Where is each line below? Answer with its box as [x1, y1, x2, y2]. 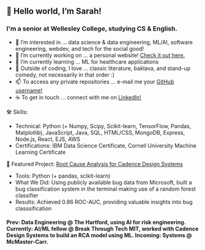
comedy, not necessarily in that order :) [15, 71, 115, 78]
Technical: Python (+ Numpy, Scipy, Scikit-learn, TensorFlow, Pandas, [15, 122, 192, 129]
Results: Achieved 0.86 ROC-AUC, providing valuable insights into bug [15, 198, 193, 205]
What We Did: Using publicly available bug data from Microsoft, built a [15, 178, 192, 186]
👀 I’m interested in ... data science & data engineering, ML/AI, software [15, 38, 193, 46]
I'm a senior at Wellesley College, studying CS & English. [6, 25, 177, 33]
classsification [15, 205, 52, 212]
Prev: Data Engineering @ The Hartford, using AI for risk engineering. [6, 219, 186, 226]
